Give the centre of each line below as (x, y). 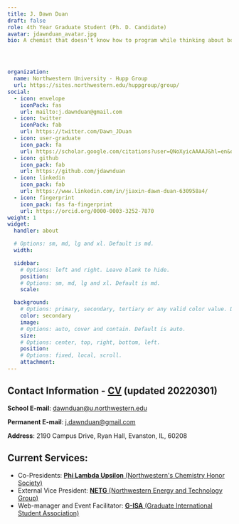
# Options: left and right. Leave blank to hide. (95, 270)
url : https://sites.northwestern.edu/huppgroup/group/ (97, 85)
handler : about (36, 231)
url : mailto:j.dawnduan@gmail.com (71, 112)
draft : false (27, 21)
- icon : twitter (38, 118)
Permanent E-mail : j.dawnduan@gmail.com (72, 421)
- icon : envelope (39, 98)
